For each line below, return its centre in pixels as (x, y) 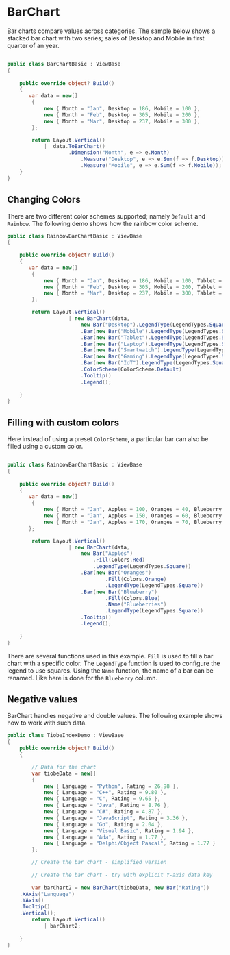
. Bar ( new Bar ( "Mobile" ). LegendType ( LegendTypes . (151, 331)
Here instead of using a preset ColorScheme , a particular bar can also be (108, 439)
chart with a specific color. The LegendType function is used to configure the (114, 663)
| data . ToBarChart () (75, 147)
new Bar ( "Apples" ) (107, 554)
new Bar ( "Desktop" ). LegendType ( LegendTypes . (145, 325)
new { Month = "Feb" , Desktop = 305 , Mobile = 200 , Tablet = (133, 287)
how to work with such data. (47, 723)
